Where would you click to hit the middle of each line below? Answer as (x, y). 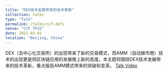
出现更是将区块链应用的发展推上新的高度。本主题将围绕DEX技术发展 (85, 59)
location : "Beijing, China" (35, 38)
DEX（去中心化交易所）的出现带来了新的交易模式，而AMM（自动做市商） (82, 53)
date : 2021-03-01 (24, 33)
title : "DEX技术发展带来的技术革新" (40, 10)
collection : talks (25, 15)
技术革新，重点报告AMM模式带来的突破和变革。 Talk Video (76, 65)
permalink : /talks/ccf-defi (35, 24)
